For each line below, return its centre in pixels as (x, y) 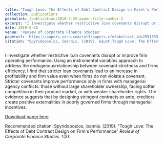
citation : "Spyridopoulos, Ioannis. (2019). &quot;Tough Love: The (75, 41)
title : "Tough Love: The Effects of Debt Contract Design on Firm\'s (77, 10)
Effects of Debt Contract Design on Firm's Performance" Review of (72, 131)
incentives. (16, 107)
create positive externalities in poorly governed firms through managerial (79, 102)
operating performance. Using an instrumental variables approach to (74, 60)
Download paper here (27, 116)
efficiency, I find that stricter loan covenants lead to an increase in (71, 71)
